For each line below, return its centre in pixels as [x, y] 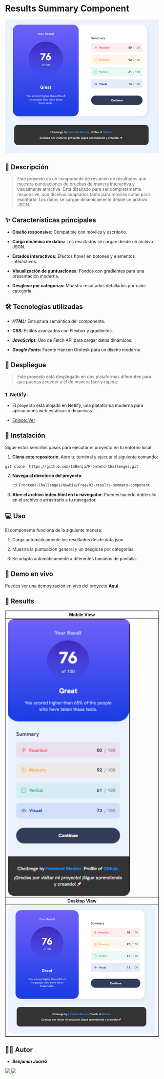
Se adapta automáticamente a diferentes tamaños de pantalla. [74, 559]
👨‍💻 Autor [19, 1050]
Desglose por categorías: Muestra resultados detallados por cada [79, 285]
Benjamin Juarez [30, 1061]
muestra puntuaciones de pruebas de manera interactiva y [76, 184]
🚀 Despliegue [26, 365]
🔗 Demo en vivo [29, 574]
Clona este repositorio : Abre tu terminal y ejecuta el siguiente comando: [85, 457]
